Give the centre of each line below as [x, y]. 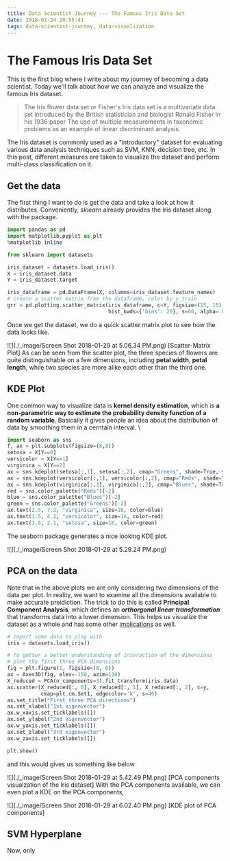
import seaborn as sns [39, 440]
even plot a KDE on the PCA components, [66, 792]
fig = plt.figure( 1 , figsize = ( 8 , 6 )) [61, 668]
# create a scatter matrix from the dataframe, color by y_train [102, 299]
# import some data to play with [55, 636]
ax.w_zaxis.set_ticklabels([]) [52, 738]
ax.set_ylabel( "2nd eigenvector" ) [56, 719]
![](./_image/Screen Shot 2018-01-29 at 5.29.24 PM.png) [87, 549]
